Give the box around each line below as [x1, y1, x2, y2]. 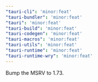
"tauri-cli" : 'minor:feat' [5, 8, 72, 15]
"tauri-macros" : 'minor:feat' [5, 36, 80, 42]
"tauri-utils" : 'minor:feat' [5, 42, 77, 48]
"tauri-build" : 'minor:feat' [5, 25, 77, 31]
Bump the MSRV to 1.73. [5, 69, 64, 76]
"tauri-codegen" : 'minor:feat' [5, 31, 83, 37]
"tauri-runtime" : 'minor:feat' [5, 48, 83, 53]
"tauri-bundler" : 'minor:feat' [5, 14, 83, 20]
